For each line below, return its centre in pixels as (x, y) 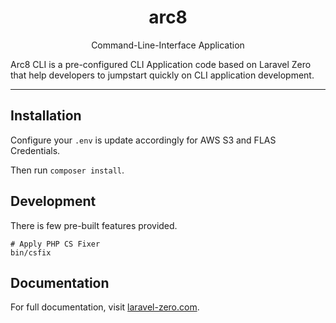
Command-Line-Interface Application (168, 45)
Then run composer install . (67, 170)
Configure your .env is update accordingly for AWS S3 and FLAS (143, 140)
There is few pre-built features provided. (94, 225)
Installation (46, 116)
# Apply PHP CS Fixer (55, 244)
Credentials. (35, 150)
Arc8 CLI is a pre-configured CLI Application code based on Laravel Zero (161, 64)
